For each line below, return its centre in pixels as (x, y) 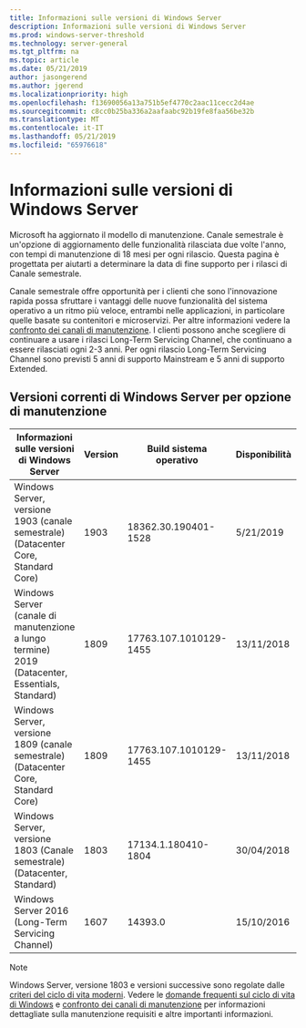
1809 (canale (43, 744)
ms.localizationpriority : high (69, 94)
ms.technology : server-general (69, 43)
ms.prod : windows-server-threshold (77, 35)
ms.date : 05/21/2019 (49, 69)
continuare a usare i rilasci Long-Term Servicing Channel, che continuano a (151, 339)
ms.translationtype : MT (55, 119)
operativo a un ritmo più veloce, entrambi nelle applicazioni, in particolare (147, 310)
